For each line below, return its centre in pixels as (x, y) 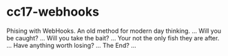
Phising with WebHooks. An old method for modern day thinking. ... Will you (114, 31)
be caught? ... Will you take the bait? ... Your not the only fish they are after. (113, 38)
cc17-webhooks (53, 12)
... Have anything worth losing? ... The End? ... (72, 45)
